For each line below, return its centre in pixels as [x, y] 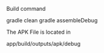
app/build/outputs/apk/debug [43, 44]
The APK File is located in [39, 32]
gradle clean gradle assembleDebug [52, 20]
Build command [26, 9]
